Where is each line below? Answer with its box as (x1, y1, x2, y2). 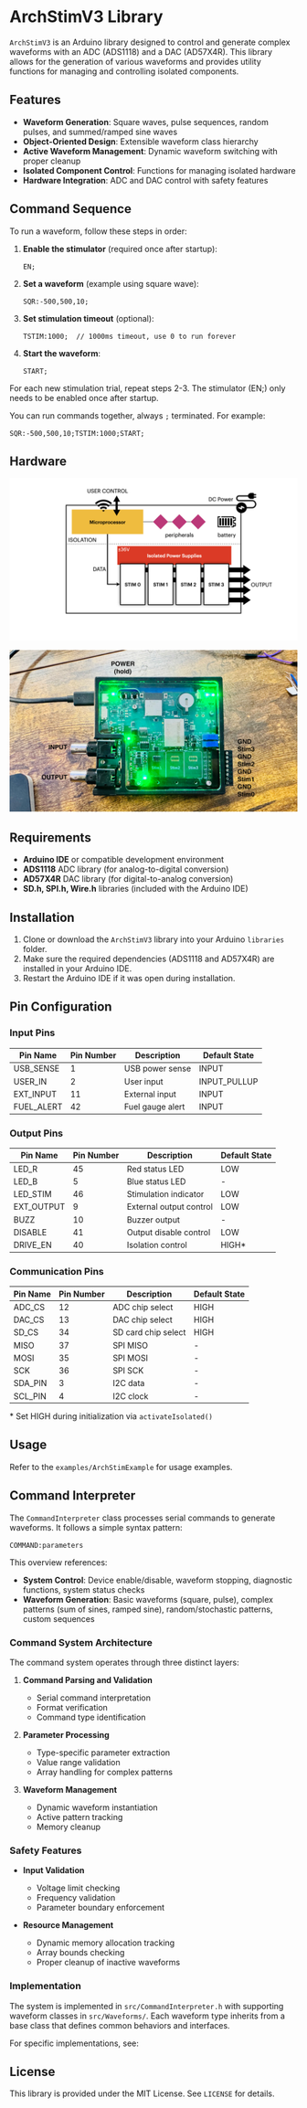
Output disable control (126, 1226, 211, 1237)
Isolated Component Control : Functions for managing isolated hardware (22, 164, 296, 175)
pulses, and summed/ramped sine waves (22, 126, 178, 137)
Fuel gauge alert (123, 1101, 185, 1112)
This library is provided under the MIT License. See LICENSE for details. (9, 2088, 275, 2099)
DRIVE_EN (13, 1240, 52, 1251)
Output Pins (9, 1127, 64, 1139)
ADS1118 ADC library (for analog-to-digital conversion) (22, 863, 229, 874)
